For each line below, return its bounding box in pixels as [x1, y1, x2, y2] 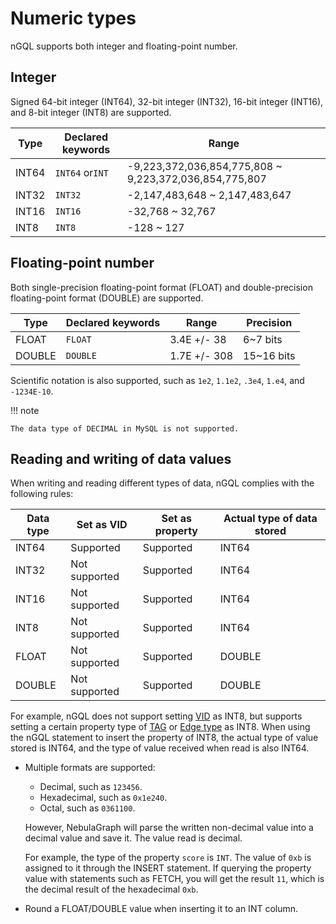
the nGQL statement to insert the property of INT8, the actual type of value [10, 732, 319, 744]
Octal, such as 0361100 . [39, 802, 136, 814]
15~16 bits [243, 348, 296, 362]
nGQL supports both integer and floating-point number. [10, 40, 238, 52]
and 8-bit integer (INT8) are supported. [10, 106, 172, 118]
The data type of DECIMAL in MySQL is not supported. [10, 423, 240, 434]
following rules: [10, 488, 74, 500]
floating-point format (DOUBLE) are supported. [10, 292, 204, 304]
